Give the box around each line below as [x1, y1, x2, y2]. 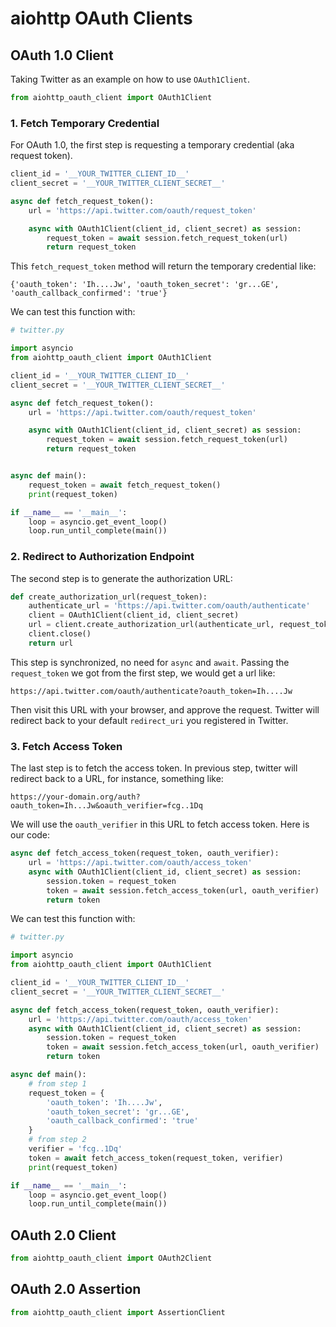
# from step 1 [28, 1078, 87, 1089]
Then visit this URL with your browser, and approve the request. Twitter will [10, 703, 320, 716]
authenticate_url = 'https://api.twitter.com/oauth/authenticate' [28, 601, 311, 611]
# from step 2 [28, 1135, 87, 1145]
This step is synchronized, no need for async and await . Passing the [10, 656, 290, 668]
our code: [10, 829, 51, 841]
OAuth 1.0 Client [10, 47, 114, 64]
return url [28, 638, 74, 648]
